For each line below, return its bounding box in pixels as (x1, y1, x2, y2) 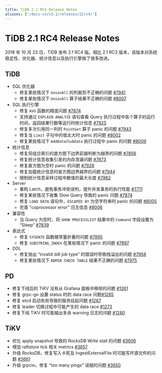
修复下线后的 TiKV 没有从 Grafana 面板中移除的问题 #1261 (12, 286, 128, 292)
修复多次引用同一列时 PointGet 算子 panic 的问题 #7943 (19, 126, 132, 132)
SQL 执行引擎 (12, 102, 40, 108)
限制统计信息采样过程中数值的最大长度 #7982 (19, 175, 111, 181)
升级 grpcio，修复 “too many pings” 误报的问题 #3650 (12, 362, 121, 368)
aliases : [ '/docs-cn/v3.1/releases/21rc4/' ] (5, 12, 97, 17)
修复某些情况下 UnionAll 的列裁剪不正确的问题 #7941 (19, 90, 126, 96)
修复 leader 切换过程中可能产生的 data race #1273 (12, 304, 112, 310)
